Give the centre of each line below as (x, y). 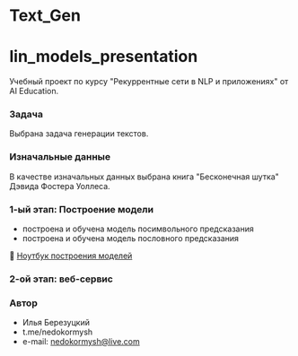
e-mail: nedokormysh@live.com (81, 342)
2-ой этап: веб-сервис (61, 279)
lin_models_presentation (104, 57)
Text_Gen (45, 16)
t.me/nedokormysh (57, 332)
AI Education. (34, 91)
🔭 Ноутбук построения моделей (71, 256)
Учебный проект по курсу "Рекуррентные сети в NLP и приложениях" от (149, 82)
